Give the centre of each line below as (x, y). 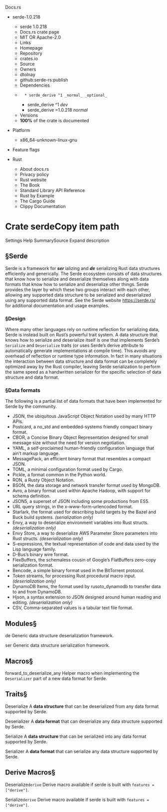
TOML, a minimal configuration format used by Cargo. (68, 469)
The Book (30, 185)
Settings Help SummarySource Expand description (57, 240)
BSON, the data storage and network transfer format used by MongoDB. (86, 485)
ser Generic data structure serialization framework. (58, 645)
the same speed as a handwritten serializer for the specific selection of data (83, 372)
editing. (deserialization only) (42, 603)
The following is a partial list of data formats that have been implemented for (83, 401)
